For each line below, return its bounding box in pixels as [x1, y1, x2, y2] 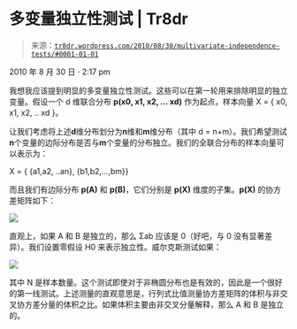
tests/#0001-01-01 [30, 50, 99, 58]
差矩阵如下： [9, 195, 56, 205]
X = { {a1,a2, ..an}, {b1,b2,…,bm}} [9, 165, 129, 176]
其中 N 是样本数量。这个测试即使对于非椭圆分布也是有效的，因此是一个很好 [9, 277, 283, 287]
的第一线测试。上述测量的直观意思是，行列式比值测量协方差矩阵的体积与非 [9, 287, 280, 298]
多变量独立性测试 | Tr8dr [9, 9, 188, 29]
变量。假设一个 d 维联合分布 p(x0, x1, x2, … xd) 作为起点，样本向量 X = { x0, [9, 96, 288, 107]
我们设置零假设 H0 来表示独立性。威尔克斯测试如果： [27, 241, 223, 252]
